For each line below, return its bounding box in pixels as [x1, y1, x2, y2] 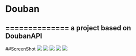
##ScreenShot [5, 46, 36, 52]
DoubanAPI [5, 31, 42, 40]
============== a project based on [5, 24, 131, 32]
